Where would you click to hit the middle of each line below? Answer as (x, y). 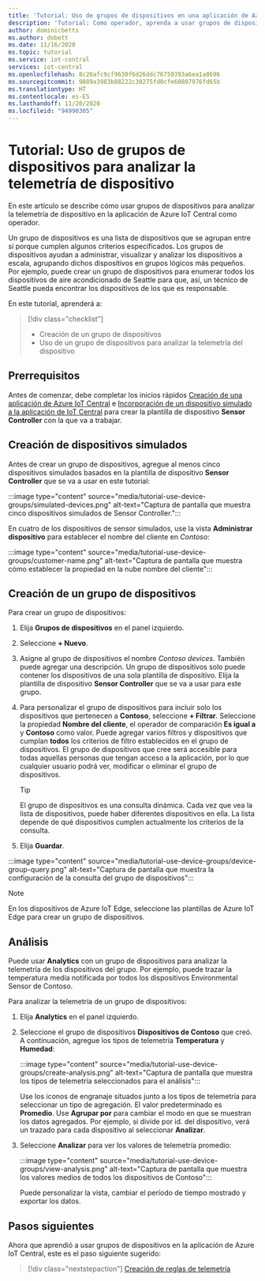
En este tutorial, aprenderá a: (55, 303)
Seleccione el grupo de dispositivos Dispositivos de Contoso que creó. (136, 1032)
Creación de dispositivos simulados (98, 445)
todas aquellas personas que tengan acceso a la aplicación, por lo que (134, 758)
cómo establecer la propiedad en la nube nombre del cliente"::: (110, 569)
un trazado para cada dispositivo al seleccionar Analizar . (112, 1130)
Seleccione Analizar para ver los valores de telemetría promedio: (125, 1145)
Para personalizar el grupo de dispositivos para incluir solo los (121, 708)
